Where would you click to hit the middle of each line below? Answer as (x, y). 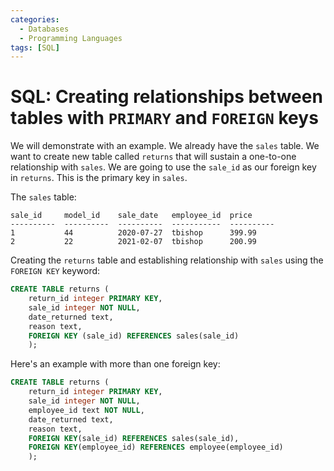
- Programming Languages (71, 38)
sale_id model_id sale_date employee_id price (131, 216)
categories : (35, 19)
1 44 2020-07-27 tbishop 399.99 (133, 233)
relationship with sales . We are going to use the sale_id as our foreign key (163, 167)
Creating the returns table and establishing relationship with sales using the (167, 260)
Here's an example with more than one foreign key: (115, 364)
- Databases (44, 29)
